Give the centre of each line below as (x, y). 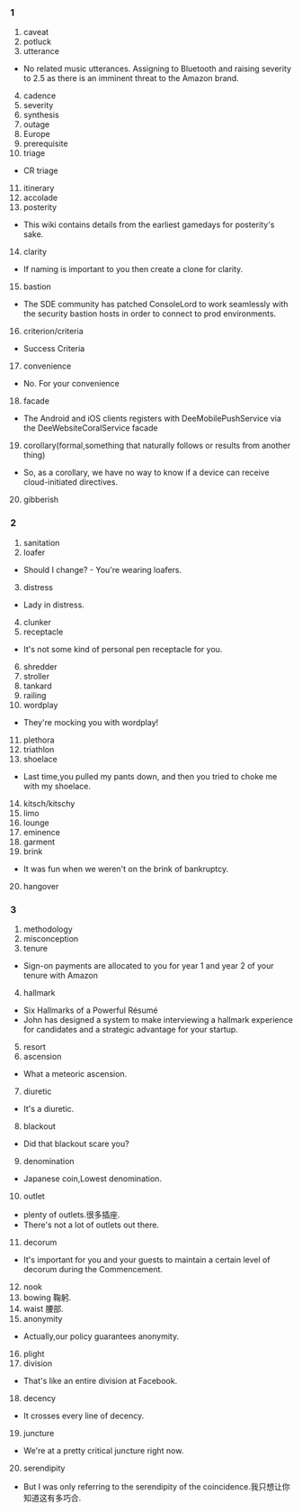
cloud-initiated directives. (71, 482)
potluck (37, 41)
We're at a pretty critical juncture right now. (103, 1450)
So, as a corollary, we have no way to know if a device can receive (146, 473)
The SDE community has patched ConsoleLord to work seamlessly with (155, 305)
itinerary (39, 188)
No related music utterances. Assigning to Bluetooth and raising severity (157, 68)
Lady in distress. (53, 605)
